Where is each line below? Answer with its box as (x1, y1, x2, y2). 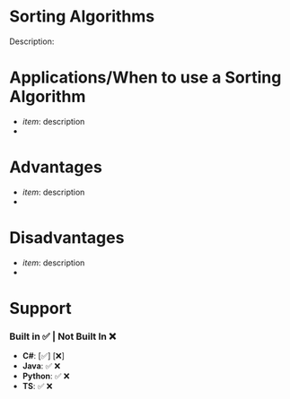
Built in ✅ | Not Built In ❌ (9, 330, 117, 343)
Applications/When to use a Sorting (9, 67, 282, 88)
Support (9, 298, 72, 318)
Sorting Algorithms (9, 6, 155, 27)
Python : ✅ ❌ (22, 370, 70, 382)
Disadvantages (9, 228, 125, 247)
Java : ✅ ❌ (22, 360, 61, 371)
